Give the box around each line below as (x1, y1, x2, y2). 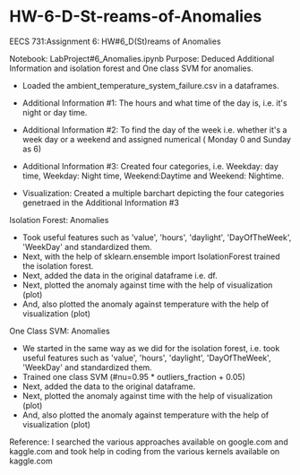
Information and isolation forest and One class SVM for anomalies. (9, 63, 253, 73)
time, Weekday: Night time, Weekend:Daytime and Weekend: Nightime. (21, 170, 285, 181)
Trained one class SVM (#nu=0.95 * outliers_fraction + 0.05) (21, 371, 246, 382)
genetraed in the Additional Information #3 (21, 197, 179, 208)
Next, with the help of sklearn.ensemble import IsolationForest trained (21, 251, 280, 262)
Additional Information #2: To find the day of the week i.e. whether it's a (21, 124, 287, 135)
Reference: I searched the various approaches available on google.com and (9, 436, 288, 447)
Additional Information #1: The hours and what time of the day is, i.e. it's (21, 97, 288, 108)
